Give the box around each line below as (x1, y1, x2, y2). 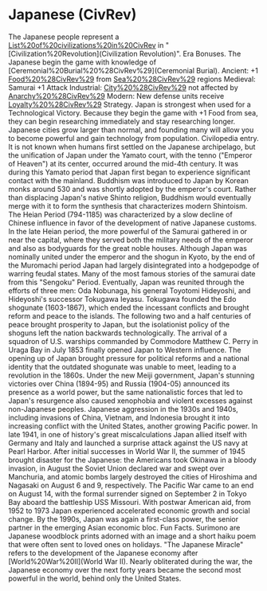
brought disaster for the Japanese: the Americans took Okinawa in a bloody (8, 455, 257, 464)
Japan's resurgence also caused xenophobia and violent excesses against (8, 396, 253, 405)
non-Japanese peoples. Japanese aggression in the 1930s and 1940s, (8, 404, 239, 413)
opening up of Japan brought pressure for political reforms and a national (8, 353, 249, 363)
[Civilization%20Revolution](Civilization (8, 49, 138, 58)
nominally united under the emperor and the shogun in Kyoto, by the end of (8, 252, 255, 261)
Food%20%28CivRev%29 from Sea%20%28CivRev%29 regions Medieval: (8, 74, 257, 84)
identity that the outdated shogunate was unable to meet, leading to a (8, 362, 237, 371)
